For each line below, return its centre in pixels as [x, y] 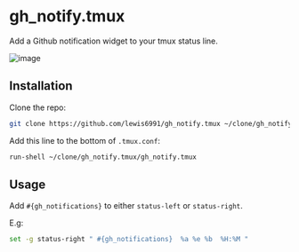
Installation [41, 86]
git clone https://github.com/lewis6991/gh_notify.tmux [115, 123]
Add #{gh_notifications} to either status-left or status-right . [126, 206]
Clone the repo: [38, 107]
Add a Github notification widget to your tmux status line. [113, 41]
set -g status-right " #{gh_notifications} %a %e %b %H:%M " [129, 240]
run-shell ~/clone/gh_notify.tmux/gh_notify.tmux [103, 157]
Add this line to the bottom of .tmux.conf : [85, 140]
